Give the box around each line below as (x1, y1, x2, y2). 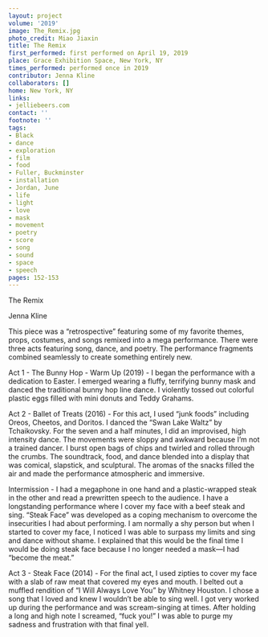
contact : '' (8, 109, 48, 117)
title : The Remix (8, 42, 67, 50)
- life (8, 191, 30, 199)
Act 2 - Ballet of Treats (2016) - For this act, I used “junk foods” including (8, 409, 250, 419)
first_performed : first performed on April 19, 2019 (8, 49, 189, 57)
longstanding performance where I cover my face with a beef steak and (8, 502, 246, 512)
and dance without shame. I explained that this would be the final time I (8, 536, 243, 545)
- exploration (8, 146, 56, 154)
